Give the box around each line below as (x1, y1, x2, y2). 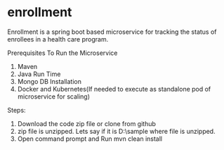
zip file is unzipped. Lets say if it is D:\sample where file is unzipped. (17, 127, 216, 135)
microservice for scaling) (17, 92, 90, 101)
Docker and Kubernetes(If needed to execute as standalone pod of (17, 85, 211, 93)
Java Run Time (17, 70, 61, 78)
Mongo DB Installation (17, 77, 82, 85)
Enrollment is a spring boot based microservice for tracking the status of (7, 27, 217, 36)
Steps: (7, 106, 26, 114)
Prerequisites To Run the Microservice (7, 49, 118, 57)
